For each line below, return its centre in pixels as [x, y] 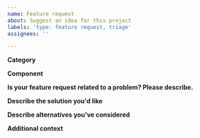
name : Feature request [41, 14]
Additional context [35, 129]
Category [22, 60]
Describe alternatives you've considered [69, 115]
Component [26, 74]
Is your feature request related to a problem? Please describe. [100, 87]
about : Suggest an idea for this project [70, 21]
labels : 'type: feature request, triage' [70, 27]
